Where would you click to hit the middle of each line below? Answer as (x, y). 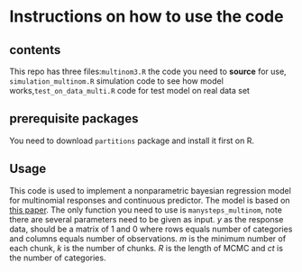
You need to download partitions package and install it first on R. (132, 141)
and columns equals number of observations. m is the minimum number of (148, 238)
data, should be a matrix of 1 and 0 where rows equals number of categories (151, 229)
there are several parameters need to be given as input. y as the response (146, 219)
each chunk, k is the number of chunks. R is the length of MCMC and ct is (146, 248)
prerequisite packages (74, 119)
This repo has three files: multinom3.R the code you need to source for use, (148, 71)
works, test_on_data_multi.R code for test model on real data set (130, 91)
